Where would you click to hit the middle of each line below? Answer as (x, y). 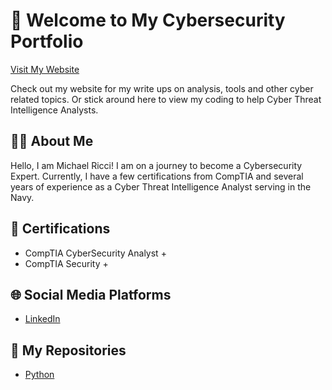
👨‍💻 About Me (52, 141)
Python (39, 375)
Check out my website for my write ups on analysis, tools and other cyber (162, 88)
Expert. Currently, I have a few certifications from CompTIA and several (157, 176)
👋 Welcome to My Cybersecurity (148, 20)
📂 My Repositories (68, 350)
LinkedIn (42, 319)
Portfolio (47, 41)
